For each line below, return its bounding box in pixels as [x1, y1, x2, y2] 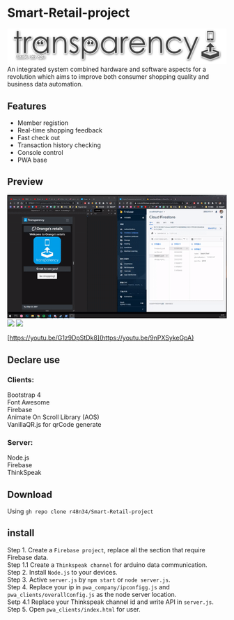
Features [7, 100, 47, 112]
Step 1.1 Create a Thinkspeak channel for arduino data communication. [7, 560, 208, 569]
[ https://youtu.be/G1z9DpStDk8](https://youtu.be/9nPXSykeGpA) [7, 333, 194, 342]
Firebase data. [7, 553, 49, 561]
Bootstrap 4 [7, 391, 42, 399]
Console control [17, 148, 64, 156]
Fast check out [17, 133, 61, 142]
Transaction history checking [17, 141, 101, 149]
